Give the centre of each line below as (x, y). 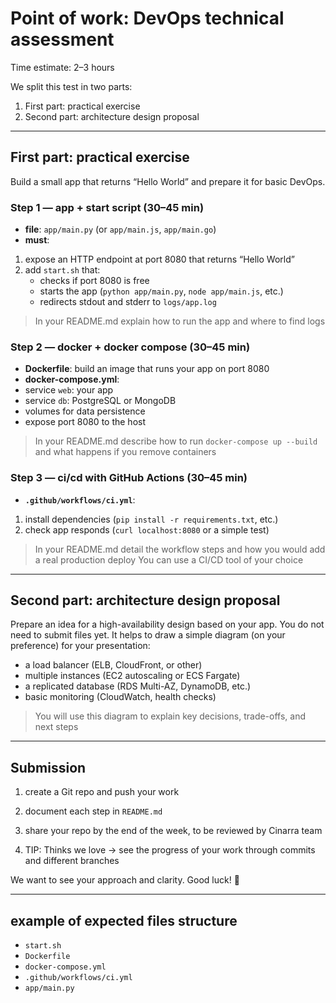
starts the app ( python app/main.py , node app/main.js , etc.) (161, 291)
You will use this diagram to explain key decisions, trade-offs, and (170, 716)
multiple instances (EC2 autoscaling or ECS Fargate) (132, 676)
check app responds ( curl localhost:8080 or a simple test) (147, 529)
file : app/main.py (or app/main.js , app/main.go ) (120, 229)
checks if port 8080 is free (94, 281)
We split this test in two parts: (71, 86)
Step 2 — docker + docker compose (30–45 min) (130, 347)
